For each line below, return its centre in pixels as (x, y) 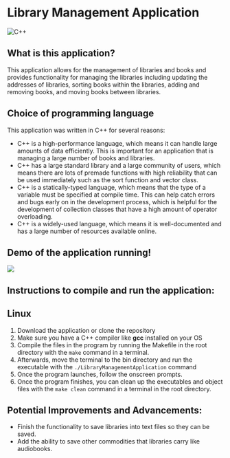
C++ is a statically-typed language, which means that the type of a (111, 187)
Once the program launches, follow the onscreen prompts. (100, 374)
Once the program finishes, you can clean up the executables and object (120, 381)
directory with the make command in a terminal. (83, 352)
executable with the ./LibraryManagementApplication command (107, 367)
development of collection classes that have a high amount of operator (117, 209)
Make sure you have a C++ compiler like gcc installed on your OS (110, 338)
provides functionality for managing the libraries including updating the (107, 77)
